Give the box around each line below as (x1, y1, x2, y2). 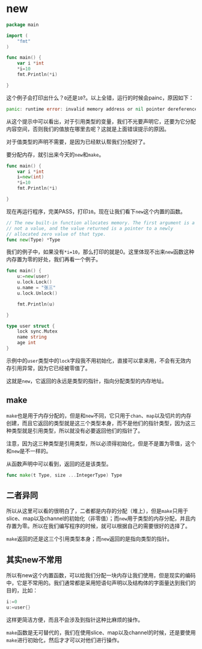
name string (17, 334, 47, 340)
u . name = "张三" (17, 285, 56, 291)
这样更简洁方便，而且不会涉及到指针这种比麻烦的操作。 (6, 616, 143, 623)
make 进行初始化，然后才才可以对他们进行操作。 (6, 636, 123, 644)
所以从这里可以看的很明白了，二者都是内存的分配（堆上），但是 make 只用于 (6, 507, 188, 515)
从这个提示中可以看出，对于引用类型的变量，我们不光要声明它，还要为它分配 (6, 118, 196, 125)
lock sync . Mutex (17, 328, 58, 334)
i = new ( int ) (17, 174, 44, 180)
